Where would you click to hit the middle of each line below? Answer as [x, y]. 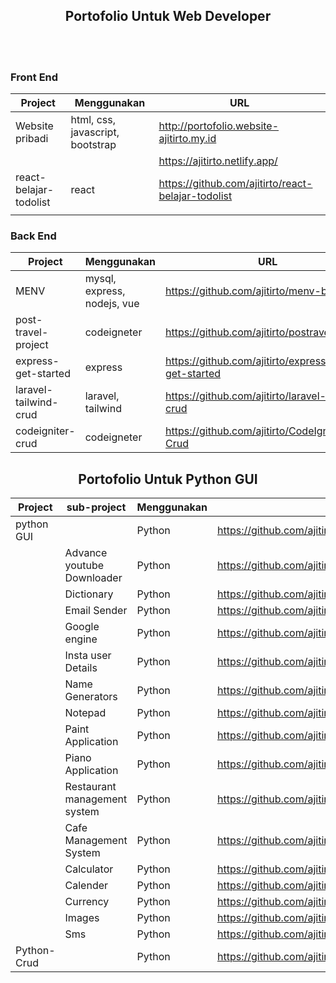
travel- [32, 332]
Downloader [93, 578]
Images [82, 918]
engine [81, 639]
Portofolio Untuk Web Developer [168, 16]
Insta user [88, 656]
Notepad [85, 713]
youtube [84, 566]
